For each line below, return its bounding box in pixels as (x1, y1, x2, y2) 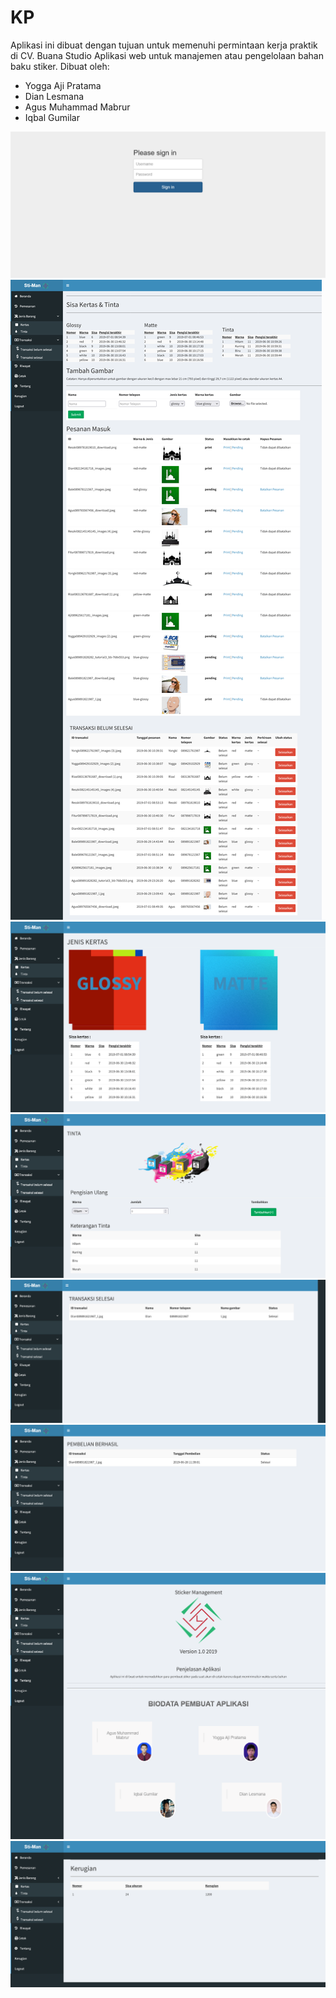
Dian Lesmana (24, 90, 85, 102)
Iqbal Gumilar (24, 111, 80, 123)
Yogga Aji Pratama (24, 79, 102, 91)
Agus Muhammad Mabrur (24, 101, 131, 113)
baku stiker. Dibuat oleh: (10, 60, 110, 72)
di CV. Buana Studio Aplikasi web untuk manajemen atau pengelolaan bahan (10, 49, 324, 61)
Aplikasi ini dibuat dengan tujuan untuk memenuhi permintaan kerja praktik (10, 39, 318, 51)
